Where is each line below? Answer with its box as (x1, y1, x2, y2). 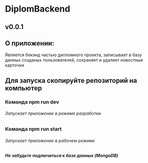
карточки (5, 62, 24, 68)
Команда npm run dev (5, 98, 60, 105)
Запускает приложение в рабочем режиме (5, 137, 95, 144)
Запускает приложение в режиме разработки (5, 111, 101, 116)
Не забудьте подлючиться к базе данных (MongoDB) (5, 153, 118, 159)
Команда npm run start (5, 125, 62, 132)
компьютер (5, 84, 42, 92)
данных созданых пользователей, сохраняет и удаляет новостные (5, 57, 143, 63)
